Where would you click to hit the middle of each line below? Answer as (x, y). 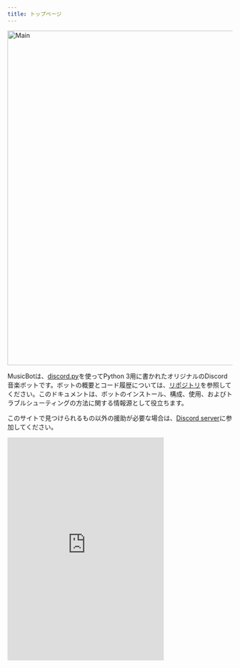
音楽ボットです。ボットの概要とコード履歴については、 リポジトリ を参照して (120, 385)
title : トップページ (35, 14)
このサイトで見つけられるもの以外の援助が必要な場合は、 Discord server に (117, 417)
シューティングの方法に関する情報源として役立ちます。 (107, 403)
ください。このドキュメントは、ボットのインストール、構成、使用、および (117, 394)
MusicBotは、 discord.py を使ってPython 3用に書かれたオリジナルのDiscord (117, 376)
